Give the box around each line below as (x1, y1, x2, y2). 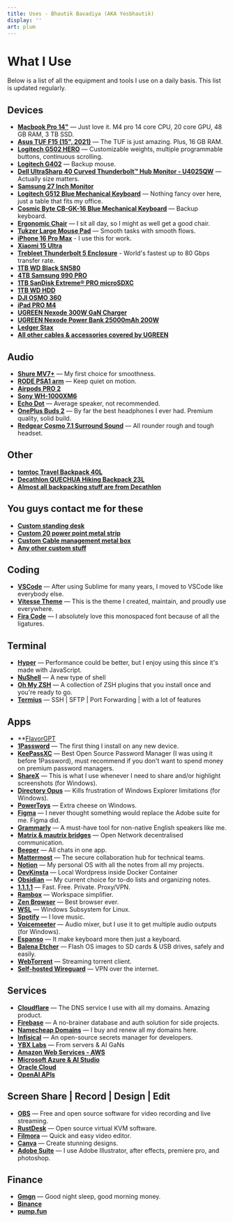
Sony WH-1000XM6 (17, 391, 77, 400)
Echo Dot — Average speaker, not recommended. (17, 399, 160, 408)
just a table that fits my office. (17, 197, 103, 206)
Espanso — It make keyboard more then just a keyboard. (17, 935, 181, 943)
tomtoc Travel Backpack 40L (17, 468, 103, 476)
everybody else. (17, 590, 64, 598)
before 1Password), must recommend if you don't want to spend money (17, 756, 224, 765)
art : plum (7, 23, 36, 30)
